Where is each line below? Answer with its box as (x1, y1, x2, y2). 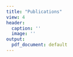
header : (6, 20, 26, 26)
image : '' (11, 31, 36, 37)
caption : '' (11, 25, 42, 31)
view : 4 (6, 14, 26, 20)
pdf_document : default (11, 42, 68, 48)
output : (6, 36, 26, 42)
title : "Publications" (6, 8, 62, 15)
